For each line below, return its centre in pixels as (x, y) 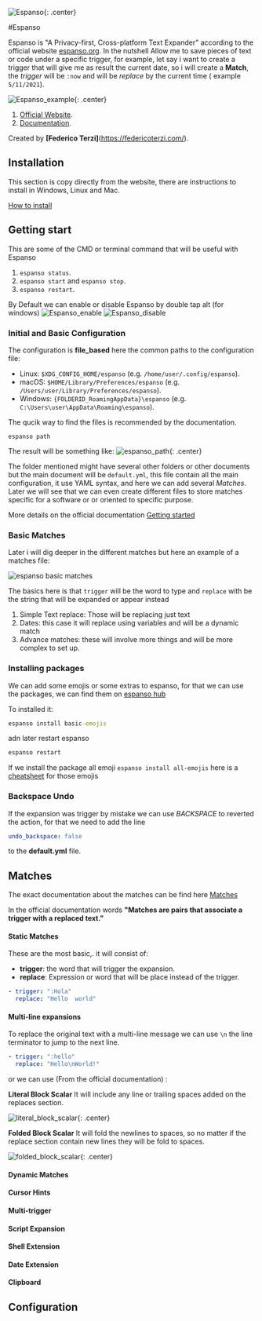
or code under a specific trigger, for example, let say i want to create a (122, 59)
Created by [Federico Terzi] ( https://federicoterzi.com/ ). (98, 138)
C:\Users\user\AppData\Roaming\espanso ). (87, 407)
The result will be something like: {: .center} (105, 451)
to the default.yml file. (44, 851)
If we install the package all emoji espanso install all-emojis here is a (123, 768)
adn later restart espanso (49, 739)
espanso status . (45, 272)
